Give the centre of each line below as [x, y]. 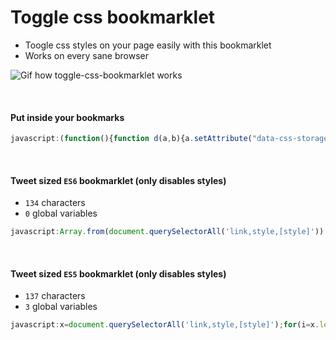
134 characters [55, 203]
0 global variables [61, 213]
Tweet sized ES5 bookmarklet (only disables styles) [118, 273]
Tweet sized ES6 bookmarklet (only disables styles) [118, 180]
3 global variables [61, 307]
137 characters [55, 296]
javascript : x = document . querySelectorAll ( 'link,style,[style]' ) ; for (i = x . [165, 325]
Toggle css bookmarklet [113, 17]
